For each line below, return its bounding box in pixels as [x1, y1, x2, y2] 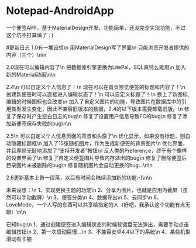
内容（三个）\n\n [6, 51, 47, 58]
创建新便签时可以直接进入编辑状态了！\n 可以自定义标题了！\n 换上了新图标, [6, 91, 190, 98]
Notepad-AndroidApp [6, 4, 114, 18]
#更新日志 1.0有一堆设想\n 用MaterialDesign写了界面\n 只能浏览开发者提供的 [6, 44, 190, 51]
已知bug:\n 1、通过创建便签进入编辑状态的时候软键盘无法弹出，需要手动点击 [6, 221, 189, 228]
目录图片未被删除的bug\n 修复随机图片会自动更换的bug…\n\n [6, 161, 153, 168]
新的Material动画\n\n [6, 71, 56, 78]
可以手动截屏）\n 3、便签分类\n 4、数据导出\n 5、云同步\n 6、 [11, 194, 162, 201]
